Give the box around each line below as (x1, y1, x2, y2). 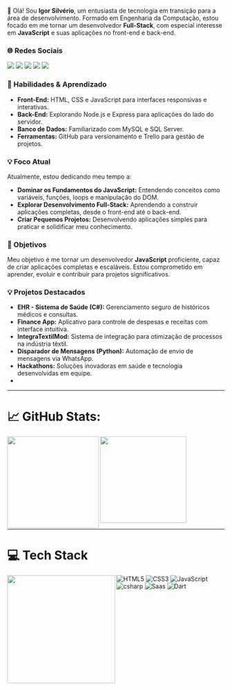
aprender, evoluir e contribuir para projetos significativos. (7, 270, 171, 279)
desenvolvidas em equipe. (17, 369, 93, 377)
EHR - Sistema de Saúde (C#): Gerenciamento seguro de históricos (17, 303, 210, 311)
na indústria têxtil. (17, 339, 68, 348)
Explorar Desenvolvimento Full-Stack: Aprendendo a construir (17, 201, 198, 209)
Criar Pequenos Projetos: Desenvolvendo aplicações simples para (17, 215, 208, 223)
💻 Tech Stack (7, 547, 88, 563)
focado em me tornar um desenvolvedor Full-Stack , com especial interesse (7, 21, 222, 29)
